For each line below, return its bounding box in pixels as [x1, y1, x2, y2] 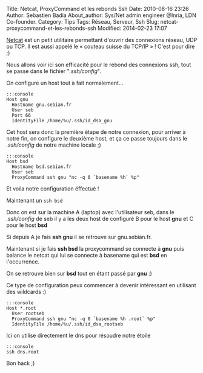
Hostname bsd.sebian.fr [12, 164, 72, 170]
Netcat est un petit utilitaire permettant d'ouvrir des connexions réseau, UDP [6, 37, 198, 43]
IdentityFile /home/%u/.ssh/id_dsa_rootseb [12, 321, 123, 327]
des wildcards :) [6, 288, 47, 295]
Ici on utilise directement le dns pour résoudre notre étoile [6, 332, 151, 339]
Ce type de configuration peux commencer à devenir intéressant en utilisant [6, 282, 196, 288]
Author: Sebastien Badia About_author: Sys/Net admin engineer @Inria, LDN [6, 12, 196, 19]
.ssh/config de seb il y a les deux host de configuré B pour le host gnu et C [6, 215, 194, 222]
